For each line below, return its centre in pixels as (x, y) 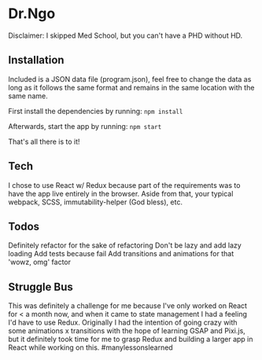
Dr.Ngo (32, 14)
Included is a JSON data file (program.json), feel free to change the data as (130, 79)
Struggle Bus (41, 287)
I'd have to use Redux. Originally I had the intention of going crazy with (123, 322)
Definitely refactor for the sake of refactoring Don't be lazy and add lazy (125, 245)
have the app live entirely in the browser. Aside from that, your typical (121, 193)
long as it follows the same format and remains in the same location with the (131, 87)
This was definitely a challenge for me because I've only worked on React (128, 306)
